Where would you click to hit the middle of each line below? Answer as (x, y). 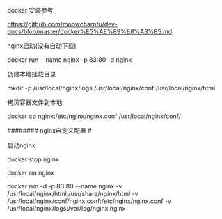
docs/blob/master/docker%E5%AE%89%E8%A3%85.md (90, 31)
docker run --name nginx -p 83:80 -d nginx (70, 60)
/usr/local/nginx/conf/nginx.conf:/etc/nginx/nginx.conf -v (89, 201)
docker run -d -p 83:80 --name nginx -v (65, 186)
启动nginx (22, 145)
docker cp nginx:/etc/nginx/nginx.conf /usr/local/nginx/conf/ (94, 116)
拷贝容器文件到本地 (35, 102)
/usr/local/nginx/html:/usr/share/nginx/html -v (73, 194)
